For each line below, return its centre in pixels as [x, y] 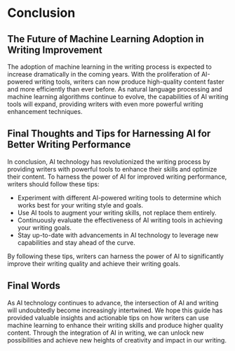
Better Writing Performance [69, 145]
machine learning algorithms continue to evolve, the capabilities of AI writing [118, 97]
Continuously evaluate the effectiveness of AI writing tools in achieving [120, 220]
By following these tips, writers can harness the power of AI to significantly [116, 256]
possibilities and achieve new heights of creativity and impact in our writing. [117, 340]
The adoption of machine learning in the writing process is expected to [109, 67]
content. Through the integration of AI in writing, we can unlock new [106, 333]
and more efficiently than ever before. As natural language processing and [115, 89]
